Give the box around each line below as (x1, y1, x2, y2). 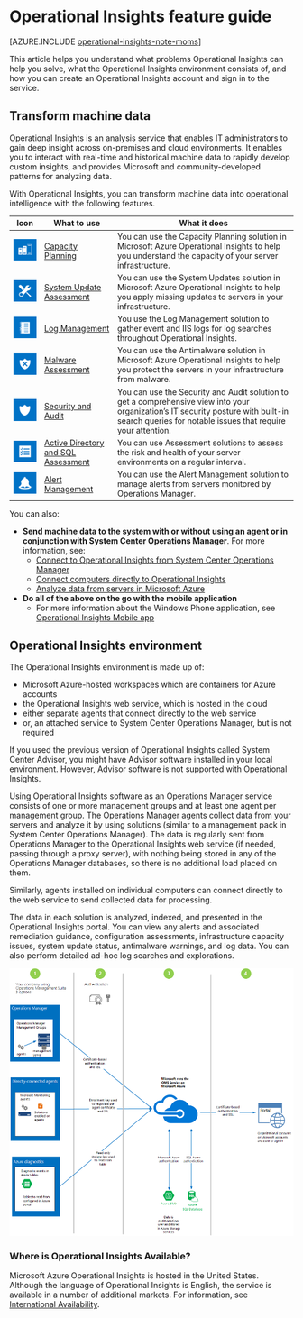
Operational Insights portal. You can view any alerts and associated (9, 921, 260, 932)
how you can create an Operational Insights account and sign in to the (9, 72, 270, 83)
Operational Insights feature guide (9, 6, 272, 27)
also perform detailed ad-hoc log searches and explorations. (9, 950, 234, 961)
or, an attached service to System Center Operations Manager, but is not (22, 718, 292, 728)
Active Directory (43, 437, 105, 448)
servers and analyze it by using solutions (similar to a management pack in (9, 819, 287, 830)
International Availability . (9, 1299, 100, 1310)
